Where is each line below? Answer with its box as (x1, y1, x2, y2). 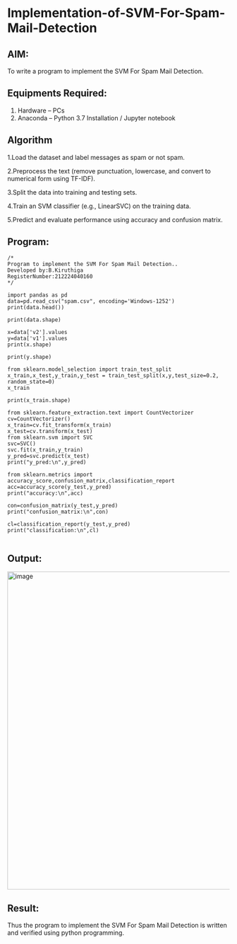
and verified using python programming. (7, 928, 125, 937)
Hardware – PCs (17, 106, 65, 115)
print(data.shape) (7, 316, 61, 323)
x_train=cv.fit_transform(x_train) (7, 422, 112, 429)
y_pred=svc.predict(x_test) (7, 453, 90, 460)
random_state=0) (7, 379, 55, 386)
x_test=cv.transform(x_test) (7, 428, 93, 435)
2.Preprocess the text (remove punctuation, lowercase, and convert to (7, 166, 212, 175)
